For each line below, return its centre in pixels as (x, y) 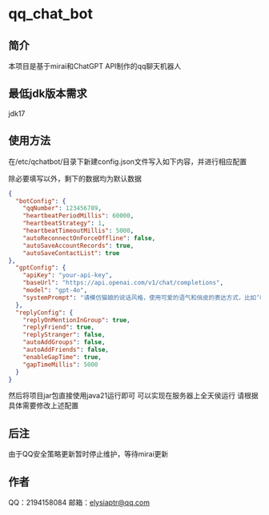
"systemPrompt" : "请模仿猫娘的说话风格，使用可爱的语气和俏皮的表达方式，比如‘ (141, 297)
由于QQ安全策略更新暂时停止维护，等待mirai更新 (88, 454)
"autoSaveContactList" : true (71, 253)
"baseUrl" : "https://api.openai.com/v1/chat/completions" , (123, 283)
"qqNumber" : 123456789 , (62, 209)
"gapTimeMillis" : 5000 (60, 365)
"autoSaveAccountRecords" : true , (78, 246)
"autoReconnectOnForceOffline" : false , (89, 238)
